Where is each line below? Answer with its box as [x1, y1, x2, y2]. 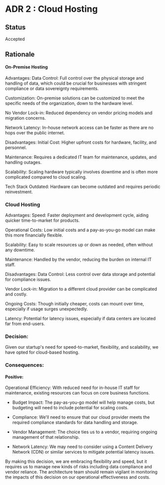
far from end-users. [5, 321, 45, 327]
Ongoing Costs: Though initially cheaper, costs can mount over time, [5, 301, 144, 306]
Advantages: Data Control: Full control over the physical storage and [5, 75, 144, 81]
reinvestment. [5, 188, 33, 195]
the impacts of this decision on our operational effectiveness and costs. [5, 474, 151, 480]
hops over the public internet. [5, 129, 65, 136]
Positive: [5, 374, 24, 380]
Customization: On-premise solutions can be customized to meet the [5, 95, 145, 101]
